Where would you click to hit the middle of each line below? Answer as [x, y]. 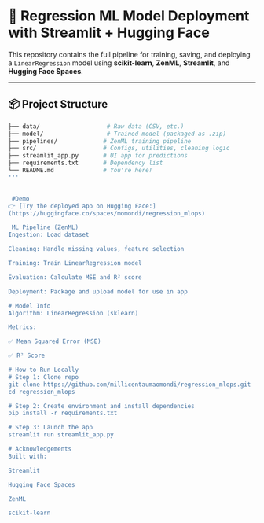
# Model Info [29, 306]
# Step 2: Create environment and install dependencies [101, 406]
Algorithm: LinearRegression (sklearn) [73, 313]
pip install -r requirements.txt [63, 413]
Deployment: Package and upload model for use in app [98, 291]
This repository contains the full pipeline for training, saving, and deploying [129, 54]
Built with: [27, 456]
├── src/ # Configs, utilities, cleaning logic [119, 149]
